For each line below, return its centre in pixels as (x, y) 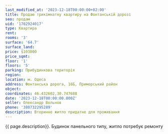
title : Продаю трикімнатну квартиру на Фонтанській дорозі (68, 14)
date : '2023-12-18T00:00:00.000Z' (41, 98)
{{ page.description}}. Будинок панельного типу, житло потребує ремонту (84, 126)
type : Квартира (21, 28)
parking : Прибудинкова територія (40, 70)
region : (13, 75)
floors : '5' (18, 65)
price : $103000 (21, 51)
